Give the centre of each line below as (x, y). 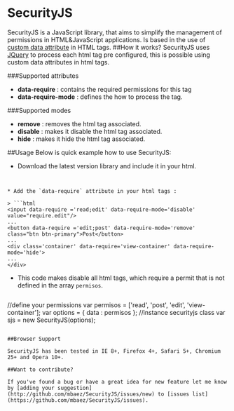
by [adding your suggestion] (50, 388)
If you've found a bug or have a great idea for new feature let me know (117, 382)
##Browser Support (34, 339)
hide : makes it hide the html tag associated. (81, 139)
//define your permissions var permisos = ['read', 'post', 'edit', (96, 305)
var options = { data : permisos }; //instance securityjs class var (133, 312)
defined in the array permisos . (60, 285)
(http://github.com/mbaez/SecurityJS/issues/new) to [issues (98, 394)
